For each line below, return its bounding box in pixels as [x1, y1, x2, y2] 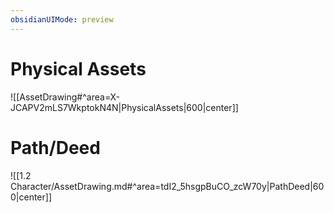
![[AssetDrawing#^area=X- [10, 91, 120, 103]
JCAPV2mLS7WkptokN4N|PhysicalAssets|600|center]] [10, 101, 239, 113]
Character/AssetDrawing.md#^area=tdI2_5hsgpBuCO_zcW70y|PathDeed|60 [10, 180, 325, 192]
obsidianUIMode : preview [10, 14, 114, 25]
